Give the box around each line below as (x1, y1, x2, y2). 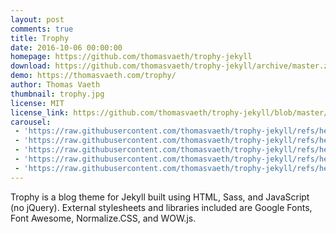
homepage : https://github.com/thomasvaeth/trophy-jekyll (10, 52, 253, 62)
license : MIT (10, 98, 65, 108)
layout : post (10, 14, 65, 25)
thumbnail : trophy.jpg (10, 89, 105, 99)
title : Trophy (10, 33, 70, 43)
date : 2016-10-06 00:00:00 (10, 42, 123, 53)
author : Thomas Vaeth (10, 80, 101, 90)
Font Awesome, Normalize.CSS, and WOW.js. (10, 212, 197, 224)
